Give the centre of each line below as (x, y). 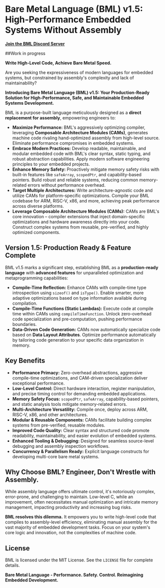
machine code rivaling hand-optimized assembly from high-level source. (86, 138)
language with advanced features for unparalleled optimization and (74, 273)
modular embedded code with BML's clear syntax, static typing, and (81, 154)
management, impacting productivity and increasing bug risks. (68, 508)
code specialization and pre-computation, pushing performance (77, 319)
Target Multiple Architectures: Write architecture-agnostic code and (82, 190)
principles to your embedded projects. (51, 164)
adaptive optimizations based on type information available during (79, 298)
